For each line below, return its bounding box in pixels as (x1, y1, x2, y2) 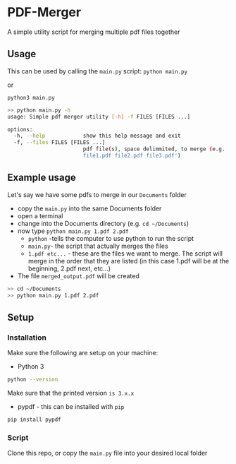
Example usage (7, 172, 76, 184)
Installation (7, 333, 47, 343)
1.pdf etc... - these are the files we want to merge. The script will (27, 249, 223, 258)
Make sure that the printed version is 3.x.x (7, 389, 135, 397)
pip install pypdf (7, 416, 61, 423)
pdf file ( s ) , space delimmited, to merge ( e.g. (82, 145, 225, 153)
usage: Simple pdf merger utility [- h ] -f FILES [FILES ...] (7, 113, 191, 120)
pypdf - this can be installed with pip (17, 403, 125, 410)
